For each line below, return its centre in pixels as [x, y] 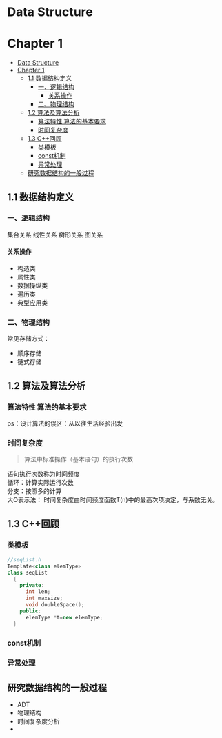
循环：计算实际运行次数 [40, 483]
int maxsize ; [44, 598]
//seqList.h [24, 559]
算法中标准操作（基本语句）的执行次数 [78, 459]
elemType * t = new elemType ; [64, 617]
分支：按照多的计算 [34, 491]
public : [30, 611]
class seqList [28, 572]
